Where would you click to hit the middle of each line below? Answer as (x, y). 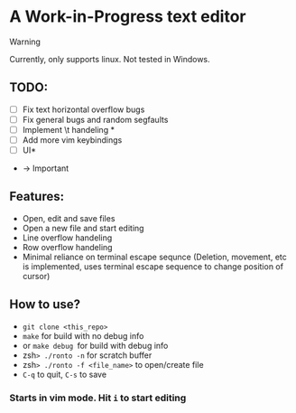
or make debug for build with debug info (95, 345)
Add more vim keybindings (72, 140)
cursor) (36, 276)
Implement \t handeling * (69, 129)
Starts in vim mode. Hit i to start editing (98, 398)
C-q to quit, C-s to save (64, 374)
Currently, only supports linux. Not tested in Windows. (110, 59)
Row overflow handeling (67, 247)
